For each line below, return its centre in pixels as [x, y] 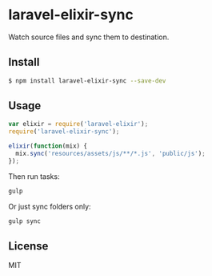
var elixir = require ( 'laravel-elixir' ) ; [78, 124]
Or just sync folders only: [50, 206]
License [28, 246]
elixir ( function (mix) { [48, 146]
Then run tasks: [34, 176]
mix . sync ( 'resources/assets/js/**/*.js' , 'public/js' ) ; [110, 154]
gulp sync [25, 221]
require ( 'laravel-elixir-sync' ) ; [64, 132]
